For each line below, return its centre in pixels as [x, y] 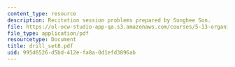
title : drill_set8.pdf [40, 46]
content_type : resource [42, 14]
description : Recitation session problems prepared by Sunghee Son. [109, 20]
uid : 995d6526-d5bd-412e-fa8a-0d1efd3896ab [72, 53]
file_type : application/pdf [48, 33]
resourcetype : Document [42, 40]
